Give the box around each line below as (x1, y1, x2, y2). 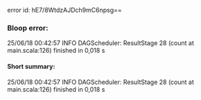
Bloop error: (7, 23, 49, 33)
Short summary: (7, 62, 55, 70)
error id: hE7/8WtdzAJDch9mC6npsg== (7, 6, 123, 14)
